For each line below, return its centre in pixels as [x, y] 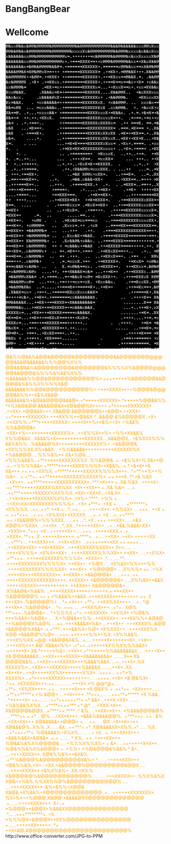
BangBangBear [38, 9]
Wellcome [27, 33]
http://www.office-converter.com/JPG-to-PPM [54, 836]
